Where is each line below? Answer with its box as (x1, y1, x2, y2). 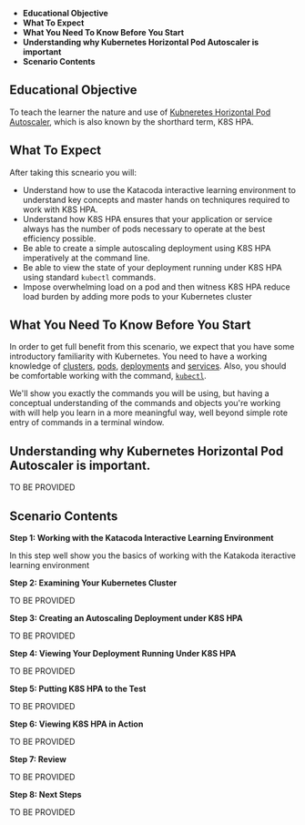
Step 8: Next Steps (9, 789, 82, 800)
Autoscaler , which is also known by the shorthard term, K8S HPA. (9, 116, 255, 127)
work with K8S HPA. (22, 204, 98, 215)
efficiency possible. (22, 232, 97, 244)
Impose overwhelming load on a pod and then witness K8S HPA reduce (22, 281, 291, 292)
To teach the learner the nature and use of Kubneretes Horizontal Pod (9, 107, 271, 117)
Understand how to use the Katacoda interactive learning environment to (22, 184, 296, 195)
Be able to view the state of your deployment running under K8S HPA (22, 261, 282, 272)
